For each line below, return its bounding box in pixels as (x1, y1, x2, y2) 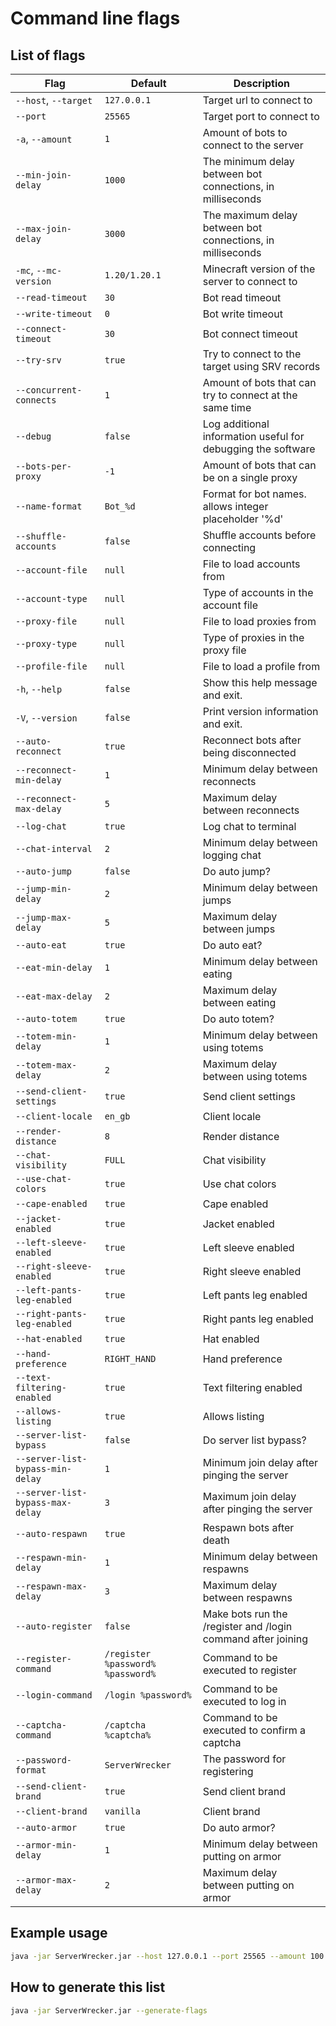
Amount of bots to (202, 126, 288, 139)
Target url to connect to (202, 93, 313, 107)
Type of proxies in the (202, 631, 305, 644)
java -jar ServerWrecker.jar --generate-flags (10, 2005, 208, 2016)
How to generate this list (10, 1979, 166, 1996)
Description (233, 77, 291, 90)
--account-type (15, 593, 88, 604)
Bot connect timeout (202, 327, 298, 341)
